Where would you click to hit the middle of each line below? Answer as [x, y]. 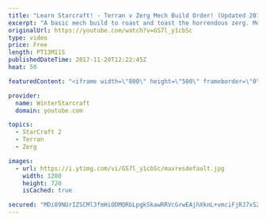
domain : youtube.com [49, 110]
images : [21, 161]
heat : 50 [23, 67]
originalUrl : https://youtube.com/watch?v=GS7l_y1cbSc [101, 30]
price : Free [28, 45]
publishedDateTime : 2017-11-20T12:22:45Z [78, 60]
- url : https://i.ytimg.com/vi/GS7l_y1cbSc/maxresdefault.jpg [120, 168]
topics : [21, 125]
